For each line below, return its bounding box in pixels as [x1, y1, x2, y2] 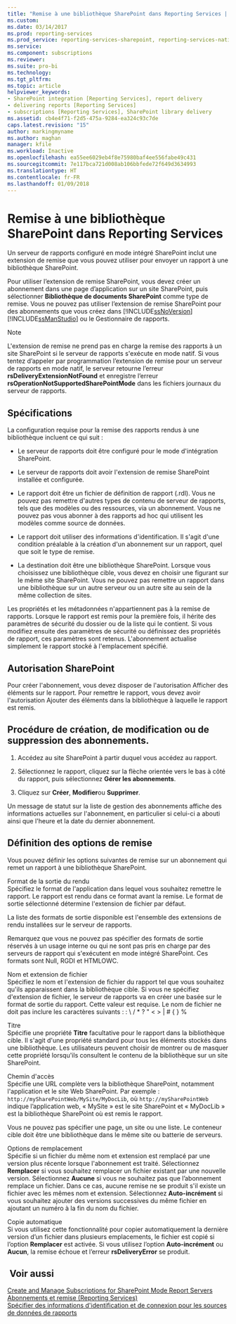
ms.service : [7, 43, 42, 50]
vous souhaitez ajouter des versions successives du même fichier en [7, 1196, 207, 1204]
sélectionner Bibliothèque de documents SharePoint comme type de [7, 293, 209, 301]
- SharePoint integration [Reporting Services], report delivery [7, 96, 202, 103]
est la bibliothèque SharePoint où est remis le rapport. [7, 1109, 163, 1118]
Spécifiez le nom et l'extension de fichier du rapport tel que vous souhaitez [7, 977, 225, 986]
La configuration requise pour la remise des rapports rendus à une [7, 426, 199, 435]
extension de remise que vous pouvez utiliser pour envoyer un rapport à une [7, 256, 228, 264]
